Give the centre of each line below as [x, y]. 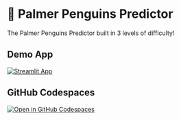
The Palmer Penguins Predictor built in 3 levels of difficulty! [91, 33]
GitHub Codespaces [51, 93]
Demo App [30, 55]
